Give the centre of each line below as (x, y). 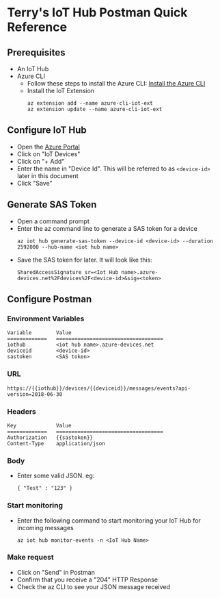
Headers (22, 411)
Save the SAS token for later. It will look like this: (84, 260)
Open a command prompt (53, 221)
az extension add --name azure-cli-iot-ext (90, 103)
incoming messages (45, 527)
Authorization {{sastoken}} (50, 437)
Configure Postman (50, 299)
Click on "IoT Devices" (49, 154)
